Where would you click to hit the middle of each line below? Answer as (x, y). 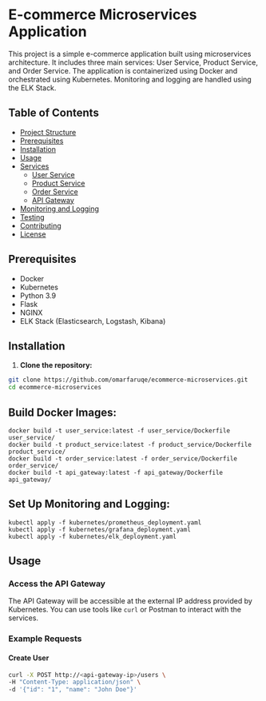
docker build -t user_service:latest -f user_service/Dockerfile (119, 430)
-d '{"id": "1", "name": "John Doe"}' (73, 690)
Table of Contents (54, 113)
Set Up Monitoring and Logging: (89, 504)
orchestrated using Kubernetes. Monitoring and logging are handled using (130, 79)
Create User (29, 658)
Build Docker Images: (63, 412)
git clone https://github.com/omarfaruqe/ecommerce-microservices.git (128, 380)
